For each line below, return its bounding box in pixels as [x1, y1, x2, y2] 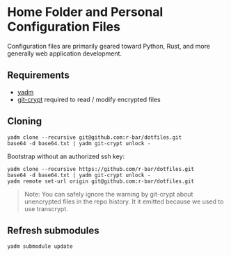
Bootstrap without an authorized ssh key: [7, 152, 125, 160]
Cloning [7, 115, 42, 127]
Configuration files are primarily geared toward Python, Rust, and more [7, 42, 211, 50]
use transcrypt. [24, 204, 68, 213]
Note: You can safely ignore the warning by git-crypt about [24, 190, 193, 198]
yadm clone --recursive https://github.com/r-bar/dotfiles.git [7, 165, 195, 172]
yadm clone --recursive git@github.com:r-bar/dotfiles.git [7, 133, 182, 141]
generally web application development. [7, 49, 122, 58]
